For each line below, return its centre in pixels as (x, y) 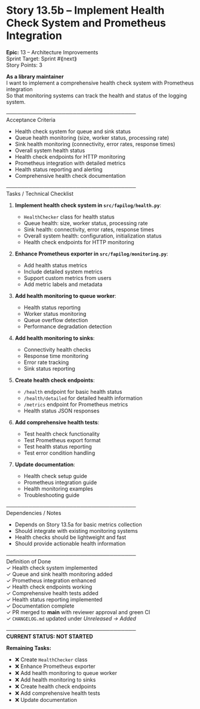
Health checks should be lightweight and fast (70, 537)
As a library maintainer (35, 76)
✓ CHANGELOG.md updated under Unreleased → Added (71, 618)
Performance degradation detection (68, 326)
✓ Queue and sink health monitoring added (59, 574)
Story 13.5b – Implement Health (85, 10)
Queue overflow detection (56, 320)
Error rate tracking (46, 362)
